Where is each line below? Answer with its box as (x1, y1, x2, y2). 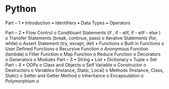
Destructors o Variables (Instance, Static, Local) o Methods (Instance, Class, (5, 67, 164, 73)
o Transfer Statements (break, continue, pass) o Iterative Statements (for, (5, 35, 157, 41)
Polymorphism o (5, 78, 39, 84)
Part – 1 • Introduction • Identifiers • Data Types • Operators (5, 20, 131, 26)
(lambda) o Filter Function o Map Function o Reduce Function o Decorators (5, 51, 161, 57)
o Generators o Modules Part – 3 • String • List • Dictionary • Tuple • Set (5, 56, 157, 62)
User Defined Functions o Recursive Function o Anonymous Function (5, 46, 149, 52)
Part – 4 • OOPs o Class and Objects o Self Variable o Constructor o (5, 62, 146, 68)
